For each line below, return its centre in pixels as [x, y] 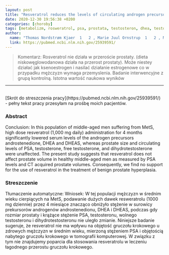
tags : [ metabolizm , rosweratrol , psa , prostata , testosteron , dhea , [78, 29]
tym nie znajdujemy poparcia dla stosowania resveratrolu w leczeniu [76, 242]
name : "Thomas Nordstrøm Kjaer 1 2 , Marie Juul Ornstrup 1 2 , [85, 38]
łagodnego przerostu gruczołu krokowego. [49, 247]
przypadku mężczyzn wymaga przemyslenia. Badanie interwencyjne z [90, 73]
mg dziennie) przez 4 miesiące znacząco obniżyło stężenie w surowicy [79, 204]
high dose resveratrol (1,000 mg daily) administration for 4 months [74, 133]
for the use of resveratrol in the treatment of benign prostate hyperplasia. [81, 170]
